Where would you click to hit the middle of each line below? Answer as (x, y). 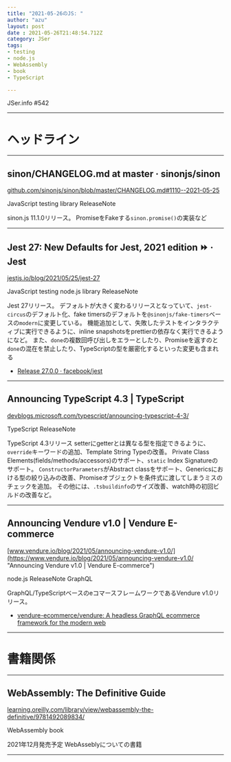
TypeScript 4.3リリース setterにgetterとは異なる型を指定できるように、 (108, 443)
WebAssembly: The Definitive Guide (87, 693)
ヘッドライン (44, 139)
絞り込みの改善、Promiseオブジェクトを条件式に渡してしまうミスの (127, 477)
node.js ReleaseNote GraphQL (50, 578)
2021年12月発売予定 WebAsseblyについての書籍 (75, 745)
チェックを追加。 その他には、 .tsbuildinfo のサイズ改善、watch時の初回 (110, 486)
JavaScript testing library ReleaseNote (62, 204)
